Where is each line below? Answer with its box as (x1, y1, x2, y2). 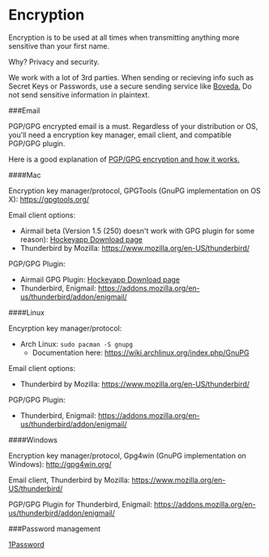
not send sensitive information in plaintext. (8, 89, 150, 99)
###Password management (8, 524, 101, 533)
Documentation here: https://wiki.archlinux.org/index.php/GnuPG (32, 348, 250, 357)
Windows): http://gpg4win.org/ (8, 459, 112, 468)
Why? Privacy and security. (8, 57, 100, 67)
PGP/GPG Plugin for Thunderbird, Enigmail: (8, 499, 152, 509)
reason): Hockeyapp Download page (19, 234, 143, 244)
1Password (8, 539, 45, 549)
